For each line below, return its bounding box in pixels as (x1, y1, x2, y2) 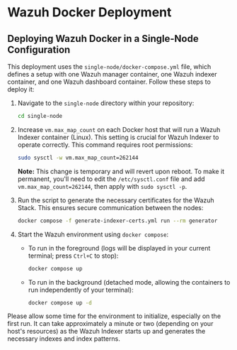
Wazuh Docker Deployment (7, 4, 172, 21)
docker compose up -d (28, 299, 92, 306)
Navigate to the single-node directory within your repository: (17, 99, 195, 107)
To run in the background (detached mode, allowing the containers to (28, 278, 231, 286)
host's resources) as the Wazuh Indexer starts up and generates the (7, 327, 206, 336)
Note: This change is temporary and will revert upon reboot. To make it (17, 167, 225, 175)
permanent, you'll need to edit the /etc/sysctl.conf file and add (17, 175, 205, 183)
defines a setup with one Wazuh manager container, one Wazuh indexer (7, 70, 217, 78)
